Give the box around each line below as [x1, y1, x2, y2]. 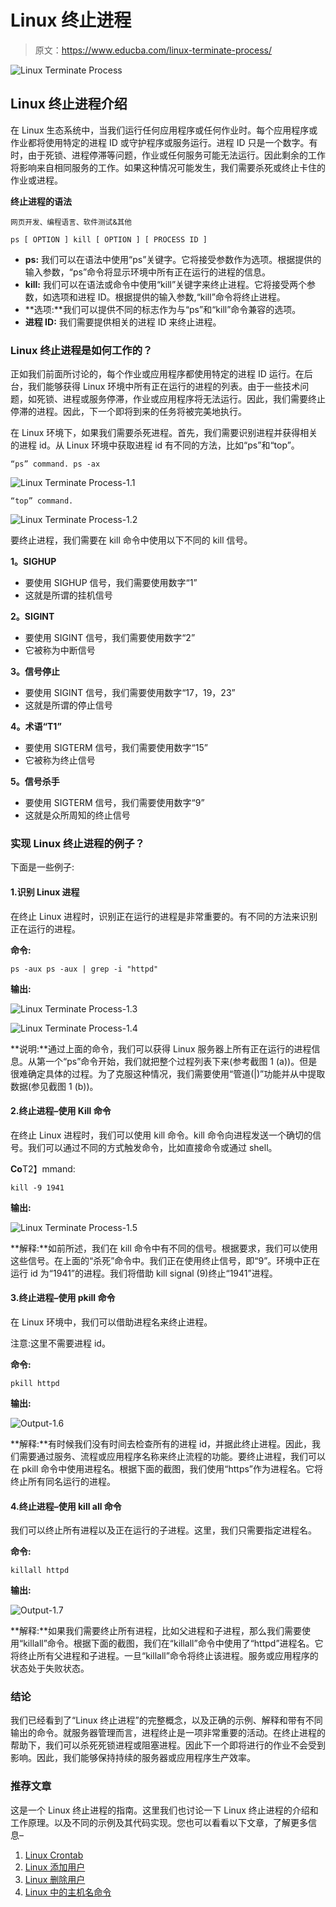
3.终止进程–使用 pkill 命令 [10, 1292, 116, 1304]
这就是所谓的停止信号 [24, 699, 113, 711]
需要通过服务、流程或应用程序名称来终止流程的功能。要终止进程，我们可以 [18, 1450, 326, 1462]
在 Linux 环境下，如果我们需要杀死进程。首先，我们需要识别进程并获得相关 [10, 427, 318, 439]
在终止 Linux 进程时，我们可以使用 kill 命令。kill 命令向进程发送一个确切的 [10, 1129, 313, 1141]
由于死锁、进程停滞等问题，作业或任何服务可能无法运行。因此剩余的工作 [27, 149, 326, 161]
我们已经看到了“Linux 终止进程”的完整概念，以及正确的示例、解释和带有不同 [10, 1714, 323, 1726]
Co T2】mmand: [10, 1162, 76, 1175]
